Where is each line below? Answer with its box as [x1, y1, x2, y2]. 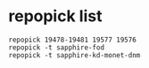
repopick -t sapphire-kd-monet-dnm [8, 50, 141, 59]
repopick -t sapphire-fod [8, 42, 104, 52]
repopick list [8, 6, 103, 26]
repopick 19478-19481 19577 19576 [8, 35, 137, 44]
